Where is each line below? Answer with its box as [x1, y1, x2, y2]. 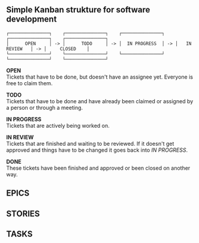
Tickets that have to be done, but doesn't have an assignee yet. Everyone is [6, 73, 194, 80]
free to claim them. [6, 79, 53, 86]
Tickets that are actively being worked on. [6, 122, 110, 129]
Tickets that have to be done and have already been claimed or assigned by [6, 97, 194, 104]
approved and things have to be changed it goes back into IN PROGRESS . [6, 146, 188, 154]
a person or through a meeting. [6, 104, 83, 111]
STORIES [6, 208, 40, 218]
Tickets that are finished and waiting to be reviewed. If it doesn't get [6, 140, 174, 147]
